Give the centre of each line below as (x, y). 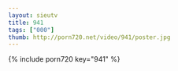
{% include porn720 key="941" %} (64, 59)
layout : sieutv (33, 15)
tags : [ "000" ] (32, 30)
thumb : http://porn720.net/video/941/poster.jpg (89, 37)
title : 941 (26, 23)
